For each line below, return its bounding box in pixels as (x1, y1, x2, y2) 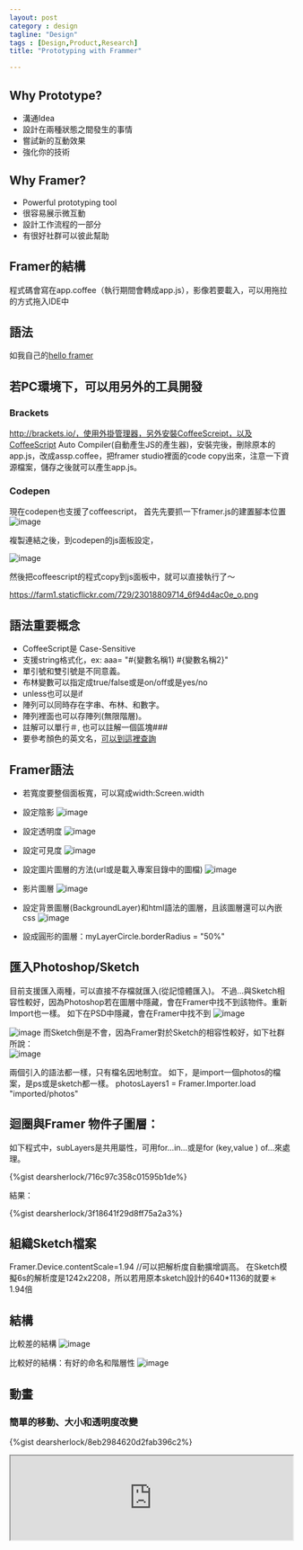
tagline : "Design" (9, 30, 78, 39)
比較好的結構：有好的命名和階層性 (9, 1358, 135, 1368)
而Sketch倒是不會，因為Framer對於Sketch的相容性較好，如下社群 (43, 1027, 285, 1038)
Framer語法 (9, 762, 74, 778)
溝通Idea (22, 112, 56, 123)
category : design (9, 22, 78, 31)
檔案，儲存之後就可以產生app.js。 (16, 462, 142, 473)
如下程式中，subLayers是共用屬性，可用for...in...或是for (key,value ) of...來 (9, 1142, 283, 1153)
